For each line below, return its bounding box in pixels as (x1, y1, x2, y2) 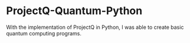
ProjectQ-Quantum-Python (6, 4, 143, 18)
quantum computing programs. (6, 29, 81, 37)
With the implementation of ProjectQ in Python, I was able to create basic (6, 24, 184, 31)
